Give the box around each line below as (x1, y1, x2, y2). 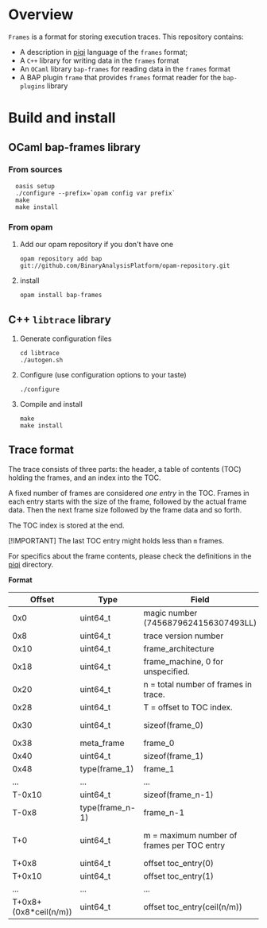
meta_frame (79, 737, 125, 748)
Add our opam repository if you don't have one (19, 240, 173, 249)
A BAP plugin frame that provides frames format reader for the (19, 72, 222, 82)
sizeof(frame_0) (143, 719, 204, 730)
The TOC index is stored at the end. (8, 520, 125, 530)
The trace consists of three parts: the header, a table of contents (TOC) (8, 464, 242, 474)
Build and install (8, 109, 116, 127)
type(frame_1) (79, 763, 134, 774)
